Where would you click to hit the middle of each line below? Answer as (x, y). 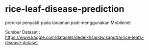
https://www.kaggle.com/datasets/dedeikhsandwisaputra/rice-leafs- (74, 37)
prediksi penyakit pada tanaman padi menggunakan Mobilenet (68, 23)
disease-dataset (22, 42)
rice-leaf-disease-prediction (65, 9)
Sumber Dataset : (23, 32)
